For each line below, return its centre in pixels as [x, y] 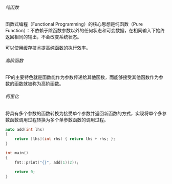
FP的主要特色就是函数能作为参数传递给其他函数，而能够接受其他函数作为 [82, 77]
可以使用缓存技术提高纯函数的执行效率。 [48, 48]
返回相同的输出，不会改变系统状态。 [44, 37]
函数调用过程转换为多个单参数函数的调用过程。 [59, 119]
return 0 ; [25, 172]
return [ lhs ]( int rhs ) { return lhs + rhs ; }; [65, 139]
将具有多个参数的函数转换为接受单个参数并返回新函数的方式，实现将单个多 [84, 113]
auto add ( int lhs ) [25, 129]
